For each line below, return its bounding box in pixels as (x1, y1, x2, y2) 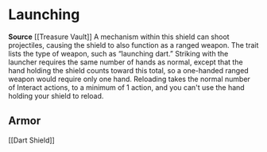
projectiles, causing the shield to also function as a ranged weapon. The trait (8, 40, 259, 49)
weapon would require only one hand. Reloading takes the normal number (8, 74, 250, 84)
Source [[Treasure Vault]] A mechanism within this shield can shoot (8, 32, 230, 41)
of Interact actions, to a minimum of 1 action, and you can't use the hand (8, 82, 245, 92)
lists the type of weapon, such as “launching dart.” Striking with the (8, 49, 229, 58)
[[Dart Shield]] (8, 135, 56, 145)
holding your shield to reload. (8, 91, 104, 100)
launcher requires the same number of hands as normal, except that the (8, 57, 244, 67)
